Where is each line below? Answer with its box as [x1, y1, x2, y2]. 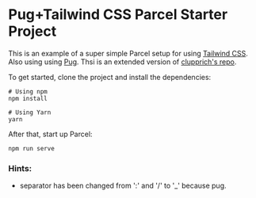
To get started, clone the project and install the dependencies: [8, 72, 212, 82]
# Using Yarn [8, 109, 52, 116]
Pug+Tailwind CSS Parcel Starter [8, 6, 228, 24]
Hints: [8, 162, 32, 173]
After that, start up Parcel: [8, 129, 93, 139]
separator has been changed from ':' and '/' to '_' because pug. [19, 181, 227, 191]
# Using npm [8, 87, 48, 96]
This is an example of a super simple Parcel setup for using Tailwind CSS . [8, 48, 248, 58]
